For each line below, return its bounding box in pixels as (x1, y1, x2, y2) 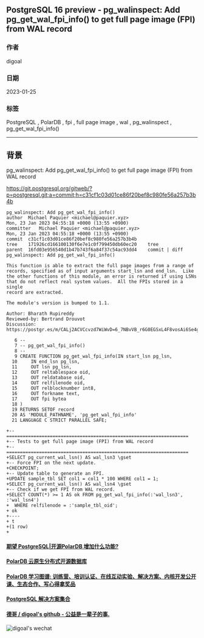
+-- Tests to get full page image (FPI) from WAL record (6, 438, 154, 445)
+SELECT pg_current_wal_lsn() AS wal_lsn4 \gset (6, 481, 132, 488)
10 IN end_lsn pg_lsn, (12, 359, 80, 365)
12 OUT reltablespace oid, (12, 370, 91, 376)
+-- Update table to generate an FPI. (6, 471, 104, 477)
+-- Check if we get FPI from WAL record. (6, 486, 115, 493)
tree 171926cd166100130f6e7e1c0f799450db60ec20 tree (6, 242, 159, 248)
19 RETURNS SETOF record (12, 407, 75, 413)
